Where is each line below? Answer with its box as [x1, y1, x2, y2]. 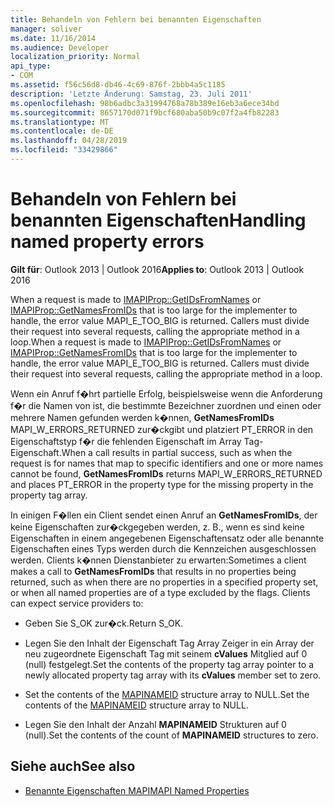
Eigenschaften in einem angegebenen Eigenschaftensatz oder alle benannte [10, 532, 325, 544]
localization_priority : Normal [10, 52, 141, 62]
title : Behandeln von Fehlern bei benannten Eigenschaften [10, 14, 262, 25]
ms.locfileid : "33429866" [10, 145, 118, 155]
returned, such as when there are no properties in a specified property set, [10, 576, 319, 588]
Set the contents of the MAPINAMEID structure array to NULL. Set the [24, 688, 310, 700]
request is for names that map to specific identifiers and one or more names [10, 457, 324, 469]
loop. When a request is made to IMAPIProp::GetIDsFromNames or [10, 336, 282, 348]
